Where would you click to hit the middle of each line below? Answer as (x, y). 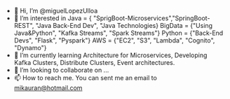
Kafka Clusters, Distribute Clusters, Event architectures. (94, 62)
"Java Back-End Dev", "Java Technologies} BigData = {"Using (124, 25)
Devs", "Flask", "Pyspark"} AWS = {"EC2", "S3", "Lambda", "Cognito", (114, 40)
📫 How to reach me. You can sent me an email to (86, 78)
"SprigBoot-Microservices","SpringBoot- (152, 18)
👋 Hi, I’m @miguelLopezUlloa (56, 11)
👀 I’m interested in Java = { (53, 18)
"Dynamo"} (30, 48)
